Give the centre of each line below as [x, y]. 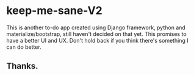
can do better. [24, 47]
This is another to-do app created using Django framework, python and [96, 27]
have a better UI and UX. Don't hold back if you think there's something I [97, 40]
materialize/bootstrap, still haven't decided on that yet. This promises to [97, 34]
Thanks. [22, 66]
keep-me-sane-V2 [54, 11]
